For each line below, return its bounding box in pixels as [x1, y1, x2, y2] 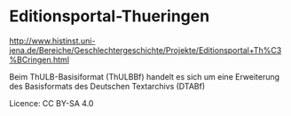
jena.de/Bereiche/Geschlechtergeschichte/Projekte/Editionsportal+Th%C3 [9, 44, 282, 55]
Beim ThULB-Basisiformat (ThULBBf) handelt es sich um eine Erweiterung [9, 71, 280, 81]
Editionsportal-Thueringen [9, 6, 210, 27]
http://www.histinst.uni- [9, 35, 96, 46]
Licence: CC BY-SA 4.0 [9, 97, 94, 108]
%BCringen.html [9, 54, 69, 65]
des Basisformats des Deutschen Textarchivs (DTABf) [9, 81, 206, 91]
